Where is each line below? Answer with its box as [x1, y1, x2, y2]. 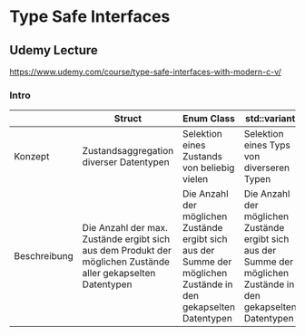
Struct [113, 112, 143, 125]
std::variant [244, 112, 296, 125]
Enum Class [182, 112, 236, 125]
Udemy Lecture [9, 43, 98, 58]
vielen [182, 173, 209, 186]
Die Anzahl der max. [82, 222, 168, 235]
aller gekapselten [82, 267, 156, 280]
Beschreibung [14, 250, 74, 263]
